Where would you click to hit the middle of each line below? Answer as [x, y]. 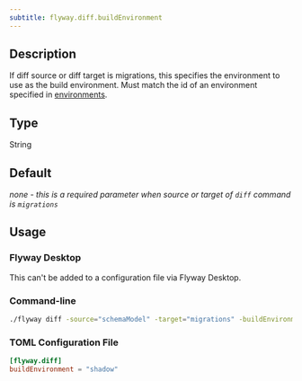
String [21, 145]
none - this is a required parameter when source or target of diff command [150, 195]
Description [43, 54]
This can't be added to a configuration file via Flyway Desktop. [125, 277]
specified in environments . [58, 94]
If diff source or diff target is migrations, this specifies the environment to [145, 75]
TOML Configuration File [64, 342]
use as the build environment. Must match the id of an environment [133, 85]
